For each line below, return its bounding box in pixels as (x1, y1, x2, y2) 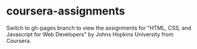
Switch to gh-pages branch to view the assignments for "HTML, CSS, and (6, 24, 192, 31)
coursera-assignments (6, 4, 125, 18)
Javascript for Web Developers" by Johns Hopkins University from (6, 30, 174, 38)
